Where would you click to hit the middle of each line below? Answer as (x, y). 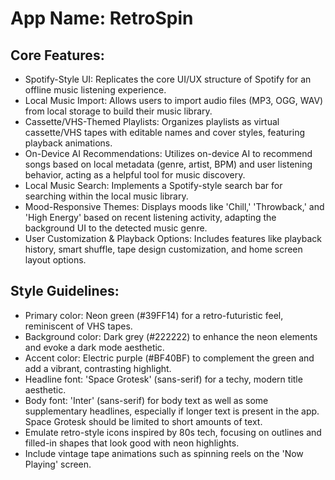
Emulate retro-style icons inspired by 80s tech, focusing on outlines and (173, 432)
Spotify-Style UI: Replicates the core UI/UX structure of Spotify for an (168, 79)
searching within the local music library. (106, 196)
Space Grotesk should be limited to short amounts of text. (143, 421)
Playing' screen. (58, 464)
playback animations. (68, 143)
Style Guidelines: (65, 291)
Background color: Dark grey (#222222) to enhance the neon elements (171, 336)
